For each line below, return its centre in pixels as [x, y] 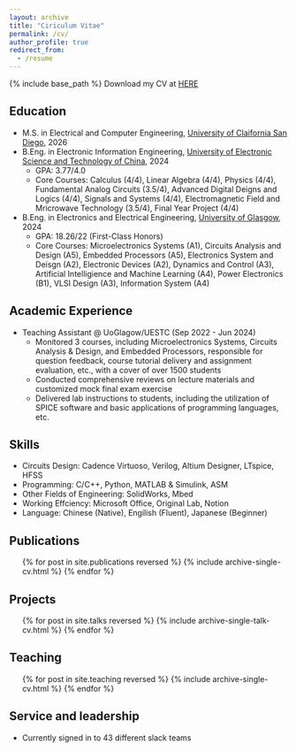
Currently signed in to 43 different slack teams [106, 737]
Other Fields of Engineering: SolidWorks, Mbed [107, 494]
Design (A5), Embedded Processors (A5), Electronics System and [154, 255]
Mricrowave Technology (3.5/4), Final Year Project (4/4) [137, 208]
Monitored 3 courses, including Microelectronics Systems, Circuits [156, 341]
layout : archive [39, 17]
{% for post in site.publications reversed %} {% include [122, 562]
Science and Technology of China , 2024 [95, 161]
